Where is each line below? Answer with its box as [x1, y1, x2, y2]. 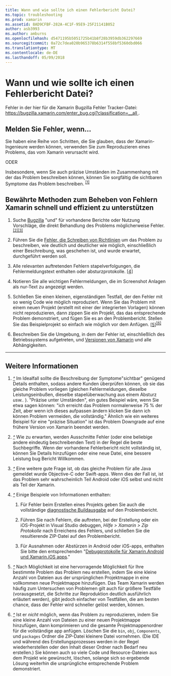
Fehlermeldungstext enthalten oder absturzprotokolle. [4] [12, 268, 133, 274]
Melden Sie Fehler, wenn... [5, 124, 92, 133]
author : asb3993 [5, 27, 40, 32]
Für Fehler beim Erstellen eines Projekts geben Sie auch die [20, 502, 145, 508]
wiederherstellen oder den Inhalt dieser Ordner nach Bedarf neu [12, 644, 148, 650]
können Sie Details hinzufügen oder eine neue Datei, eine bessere [12, 450, 152, 457]
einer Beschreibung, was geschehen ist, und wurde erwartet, [12, 247, 141, 254]
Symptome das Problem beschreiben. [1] [5, 180, 90, 187]
